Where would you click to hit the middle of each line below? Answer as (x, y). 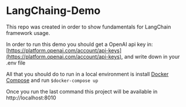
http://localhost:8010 (31, 98)
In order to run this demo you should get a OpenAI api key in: (80, 44)
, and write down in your (151, 56)
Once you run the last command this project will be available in (82, 91)
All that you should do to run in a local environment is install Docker (87, 74)
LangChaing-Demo (53, 11)
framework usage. (28, 33)
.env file (16, 63)
